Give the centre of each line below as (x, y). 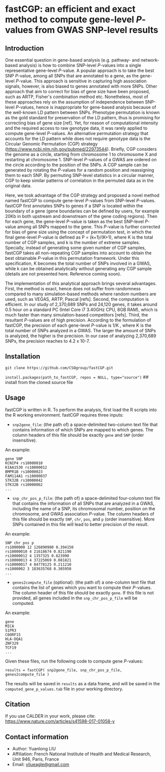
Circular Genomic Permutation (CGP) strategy (51, 144)
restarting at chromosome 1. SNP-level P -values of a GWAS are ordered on (81, 159)
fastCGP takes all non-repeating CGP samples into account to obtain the (78, 253)
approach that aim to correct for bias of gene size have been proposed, (78, 91)
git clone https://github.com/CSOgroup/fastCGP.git (59, 368)
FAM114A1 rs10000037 (26, 476)
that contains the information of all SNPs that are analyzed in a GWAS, (83, 503)
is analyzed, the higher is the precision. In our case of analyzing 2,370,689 (81, 336)
